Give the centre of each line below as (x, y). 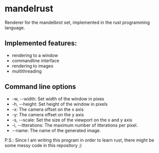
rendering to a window (35, 55)
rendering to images (33, 66)
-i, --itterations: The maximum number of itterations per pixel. (75, 125)
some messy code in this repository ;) (43, 145)
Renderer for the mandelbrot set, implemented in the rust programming (77, 22)
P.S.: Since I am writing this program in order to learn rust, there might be (79, 140)
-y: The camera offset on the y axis (48, 114)
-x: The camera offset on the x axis (48, 109)
